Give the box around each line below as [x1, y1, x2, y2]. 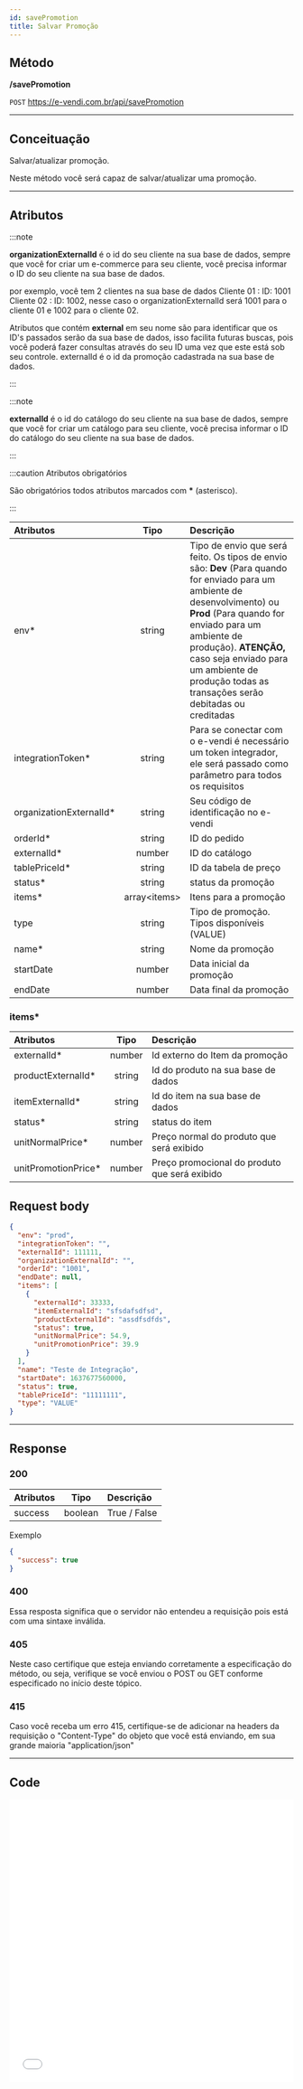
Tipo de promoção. [189, 905, 271, 917]
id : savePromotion [9, 13, 78, 23]
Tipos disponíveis [189, 917, 264, 929]
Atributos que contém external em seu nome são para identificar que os [9, 322, 278, 333]
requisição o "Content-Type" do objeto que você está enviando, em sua [9, 1730, 276, 1741]
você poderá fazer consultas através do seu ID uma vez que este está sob [9, 341, 286, 353]
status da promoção [189, 876, 275, 889]
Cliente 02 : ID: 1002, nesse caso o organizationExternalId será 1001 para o [9, 295, 287, 306]
